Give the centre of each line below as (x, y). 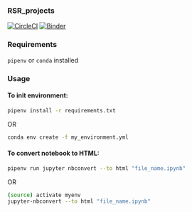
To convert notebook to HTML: (53, 153)
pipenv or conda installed (43, 60)
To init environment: (38, 95)
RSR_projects (31, 11)
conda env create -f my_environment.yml (68, 137)
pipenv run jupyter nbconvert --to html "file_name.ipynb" (97, 168)
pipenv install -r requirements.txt (62, 110)
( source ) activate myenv (44, 195)
